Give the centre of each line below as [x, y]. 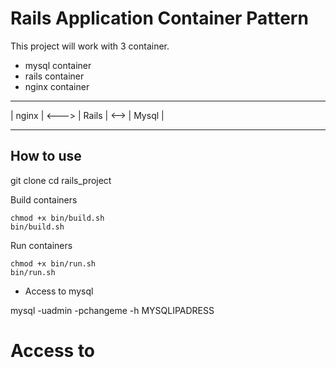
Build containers [44, 199]
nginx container [57, 86]
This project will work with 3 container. [90, 46]
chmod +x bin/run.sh [53, 263]
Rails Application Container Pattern [159, 18]
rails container [54, 76]
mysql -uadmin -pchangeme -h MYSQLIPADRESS [112, 310]
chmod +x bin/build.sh [57, 218]
